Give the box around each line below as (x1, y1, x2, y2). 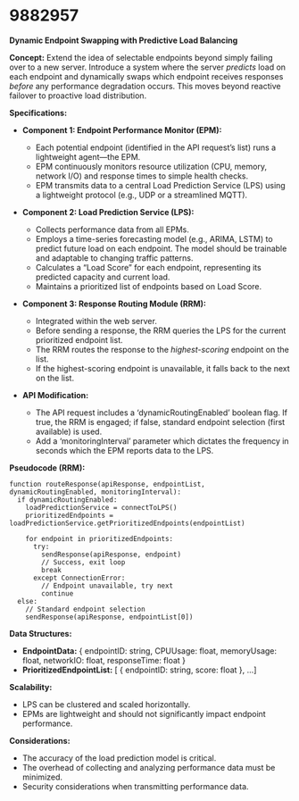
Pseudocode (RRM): (9, 462, 86, 473)
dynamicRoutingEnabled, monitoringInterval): (9, 488, 181, 496)
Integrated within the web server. (35, 315, 158, 326)
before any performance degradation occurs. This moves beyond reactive (9, 80, 281, 91)
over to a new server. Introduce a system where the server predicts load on (9, 62, 287, 72)
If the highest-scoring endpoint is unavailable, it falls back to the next (35, 363, 290, 373)
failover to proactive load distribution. (9, 90, 147, 101)
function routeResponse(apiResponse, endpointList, (9, 480, 205, 488)
